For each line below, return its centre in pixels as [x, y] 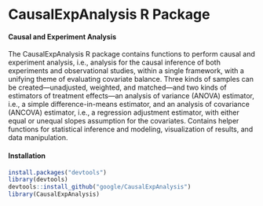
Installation [27, 156]
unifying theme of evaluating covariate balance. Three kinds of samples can [131, 79]
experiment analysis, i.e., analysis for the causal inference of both [115, 63]
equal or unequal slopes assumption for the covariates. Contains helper [124, 121]
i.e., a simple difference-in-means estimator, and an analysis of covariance [129, 105]
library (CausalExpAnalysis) [54, 194]
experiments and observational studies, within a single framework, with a [126, 71]
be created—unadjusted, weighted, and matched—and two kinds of [118, 87]
